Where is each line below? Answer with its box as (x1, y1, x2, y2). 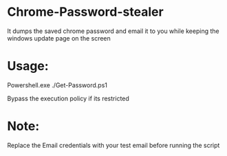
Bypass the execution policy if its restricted (7, 94, 129, 102)
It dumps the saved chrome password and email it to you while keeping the (7, 27, 219, 35)
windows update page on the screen (7, 34, 111, 42)
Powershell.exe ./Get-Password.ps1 (7, 80, 108, 89)
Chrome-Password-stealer (7, 4, 164, 20)
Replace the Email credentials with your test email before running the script (7, 141, 220, 149)
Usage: (7, 58, 50, 74)
